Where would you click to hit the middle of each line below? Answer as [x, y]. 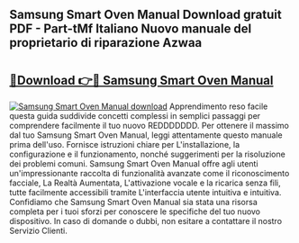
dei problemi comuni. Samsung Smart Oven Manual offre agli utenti [134, 164]
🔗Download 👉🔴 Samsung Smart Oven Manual [141, 80]
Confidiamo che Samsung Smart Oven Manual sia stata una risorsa [134, 202]
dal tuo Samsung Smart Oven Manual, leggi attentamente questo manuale [146, 135]
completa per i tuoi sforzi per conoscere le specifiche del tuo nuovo [135, 211]
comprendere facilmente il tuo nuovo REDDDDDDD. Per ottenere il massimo [149, 126]
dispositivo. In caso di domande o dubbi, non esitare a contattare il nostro [145, 221]
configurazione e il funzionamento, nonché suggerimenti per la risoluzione [147, 154]
